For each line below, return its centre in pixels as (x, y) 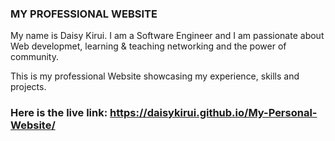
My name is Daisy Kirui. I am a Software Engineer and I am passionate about (167, 36)
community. (34, 57)
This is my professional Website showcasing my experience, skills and (155, 76)
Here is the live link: (59, 113)
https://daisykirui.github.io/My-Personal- (213, 113)
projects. (28, 87)
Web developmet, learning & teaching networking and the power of (148, 46)
